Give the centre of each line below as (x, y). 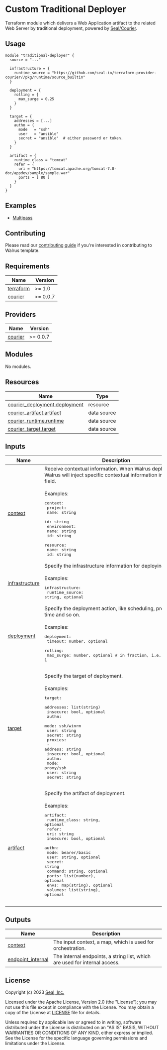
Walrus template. (22, 250)
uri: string (60, 834)
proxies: (57, 740)
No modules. (18, 366)
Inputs (15, 447)
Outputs (18, 920)
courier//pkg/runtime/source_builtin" (45, 77)
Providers (21, 314)
